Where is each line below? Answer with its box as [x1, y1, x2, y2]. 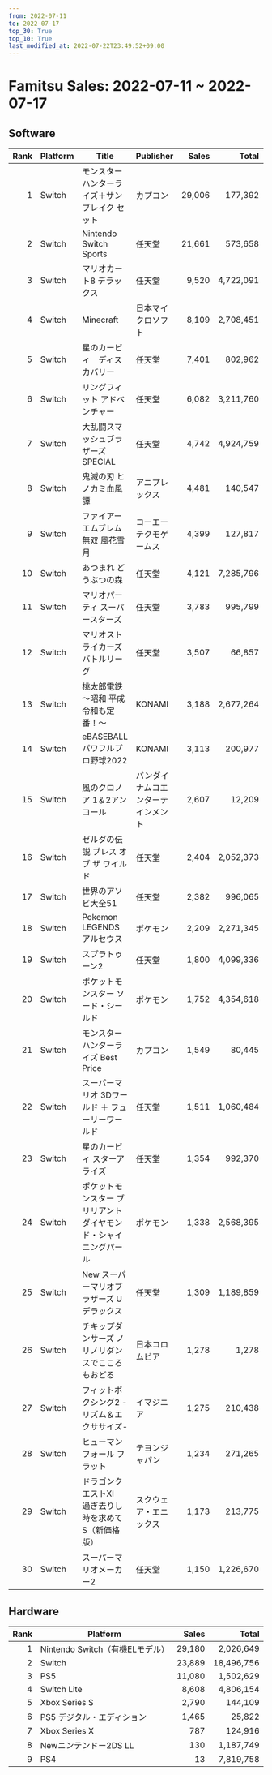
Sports [82, 248, 108, 260]
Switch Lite [40, 1683, 83, 1695]
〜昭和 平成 [82, 693, 125, 704]
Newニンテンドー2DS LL [40, 1739, 134, 1751]
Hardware [8, 1604, 59, 1618]
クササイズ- [82, 1421, 128, 1433]
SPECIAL [82, 456, 116, 467]
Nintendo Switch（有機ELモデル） [40, 1644, 170, 1655]
